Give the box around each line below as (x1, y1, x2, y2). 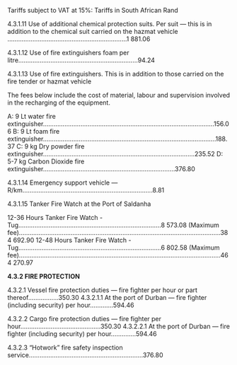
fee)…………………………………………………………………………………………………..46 (7, 251, 229, 259)
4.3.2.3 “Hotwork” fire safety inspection (7, 343, 123, 352)
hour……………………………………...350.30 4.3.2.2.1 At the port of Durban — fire (7, 322, 230, 330)
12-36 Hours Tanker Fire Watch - (7, 214, 103, 221)
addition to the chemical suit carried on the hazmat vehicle (7, 28, 178, 35)
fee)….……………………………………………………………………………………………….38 (7, 228, 229, 236)
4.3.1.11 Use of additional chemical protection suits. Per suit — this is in (7, 20, 212, 28)
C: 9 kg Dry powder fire (16, 142, 85, 151)
